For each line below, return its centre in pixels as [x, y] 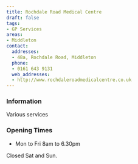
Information [24, 101]
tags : [13, 23]
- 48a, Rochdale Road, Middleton [54, 57]
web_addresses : [31, 74]
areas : [15, 35]
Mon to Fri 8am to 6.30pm [48, 143]
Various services [27, 115]
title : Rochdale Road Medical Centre [54, 12]
